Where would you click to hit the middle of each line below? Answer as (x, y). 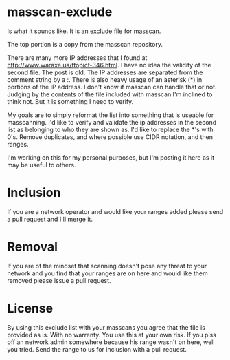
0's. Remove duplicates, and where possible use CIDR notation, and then (110, 137)
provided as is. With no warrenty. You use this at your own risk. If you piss (112, 335)
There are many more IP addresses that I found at (77, 57)
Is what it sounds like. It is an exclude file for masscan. (84, 31)
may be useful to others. (42, 165)
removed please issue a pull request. (59, 280)
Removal (33, 247)
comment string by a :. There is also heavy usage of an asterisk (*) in (105, 79)
